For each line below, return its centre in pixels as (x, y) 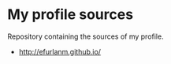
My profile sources (71, 15)
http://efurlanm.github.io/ (60, 51)
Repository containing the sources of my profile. (85, 36)
